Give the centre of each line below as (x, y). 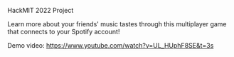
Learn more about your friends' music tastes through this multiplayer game (117, 24)
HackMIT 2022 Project (41, 10)
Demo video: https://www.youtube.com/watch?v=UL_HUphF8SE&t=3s (111, 45)
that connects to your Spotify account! (64, 32)
